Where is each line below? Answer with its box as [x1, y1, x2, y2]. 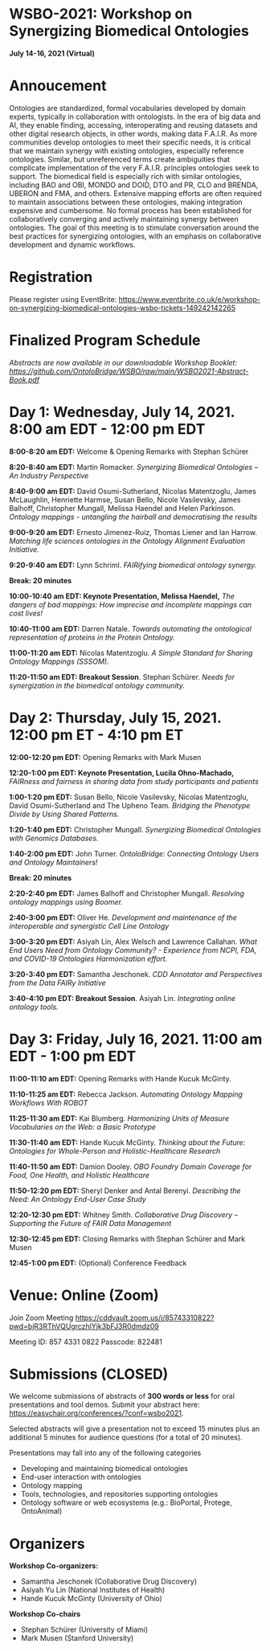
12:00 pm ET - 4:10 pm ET [9, 725, 184, 744]
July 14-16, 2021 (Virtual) [9, 48, 96, 58]
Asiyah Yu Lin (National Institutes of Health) [20, 1585, 166, 1595]
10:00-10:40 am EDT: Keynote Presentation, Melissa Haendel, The [9, 591, 235, 601]
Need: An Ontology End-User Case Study [9, 1194, 147, 1204]
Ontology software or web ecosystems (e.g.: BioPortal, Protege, [20, 1498, 232, 1507]
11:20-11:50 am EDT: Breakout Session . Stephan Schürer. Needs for [9, 672, 235, 681]
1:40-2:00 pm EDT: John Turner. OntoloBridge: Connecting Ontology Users [9, 848, 260, 858]
